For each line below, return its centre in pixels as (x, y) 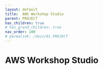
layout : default (21, 9)
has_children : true (25, 23)
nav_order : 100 (20, 32)
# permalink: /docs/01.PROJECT (37, 37)
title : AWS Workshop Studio (34, 14)
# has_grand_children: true (33, 28)
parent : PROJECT (21, 18)
